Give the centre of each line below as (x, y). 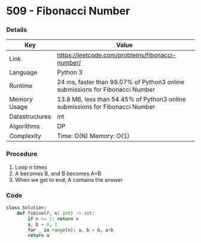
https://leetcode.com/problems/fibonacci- (116, 55)
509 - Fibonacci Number (68, 11)
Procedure (22, 154)
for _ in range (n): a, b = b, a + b (71, 230)
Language (23, 72)
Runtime (21, 86)
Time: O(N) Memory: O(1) (93, 136)
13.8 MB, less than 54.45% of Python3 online (121, 99)
